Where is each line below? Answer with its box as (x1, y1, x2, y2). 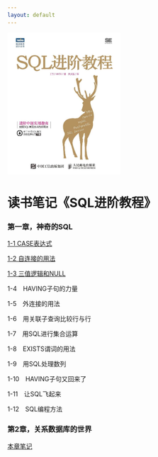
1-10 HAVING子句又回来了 (7, 375, 87, 383)
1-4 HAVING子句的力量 (7, 284, 78, 293)
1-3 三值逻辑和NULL (7, 269, 66, 278)
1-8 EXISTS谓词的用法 (7, 344, 76, 354)
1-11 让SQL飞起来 (7, 390, 62, 398)
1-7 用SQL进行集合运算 (7, 329, 79, 338)
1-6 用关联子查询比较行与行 (7, 315, 91, 323)
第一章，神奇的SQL (7, 222, 73, 232)
